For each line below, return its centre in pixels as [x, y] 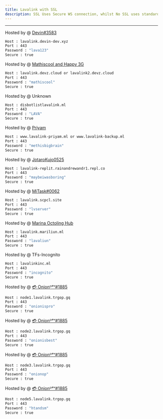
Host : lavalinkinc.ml [28, 263]
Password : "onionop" [27, 374]
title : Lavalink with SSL [31, 9]
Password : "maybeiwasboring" [36, 177]
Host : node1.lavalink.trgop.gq [38, 297]
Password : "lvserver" [28, 209]
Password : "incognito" [29, 273]
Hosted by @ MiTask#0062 [32, 191]
